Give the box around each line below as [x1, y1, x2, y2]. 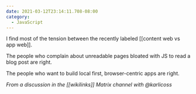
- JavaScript [11, 19, 43, 25]
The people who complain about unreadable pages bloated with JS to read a [6, 53, 191, 60]
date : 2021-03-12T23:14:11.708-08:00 [6, 8, 98, 15]
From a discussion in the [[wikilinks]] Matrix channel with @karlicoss [6, 81, 173, 88]
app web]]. [6, 41, 32, 48]
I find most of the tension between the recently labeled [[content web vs [6, 35, 180, 42]
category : [6, 14, 30, 20]
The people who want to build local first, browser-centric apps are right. [6, 70, 180, 77]
